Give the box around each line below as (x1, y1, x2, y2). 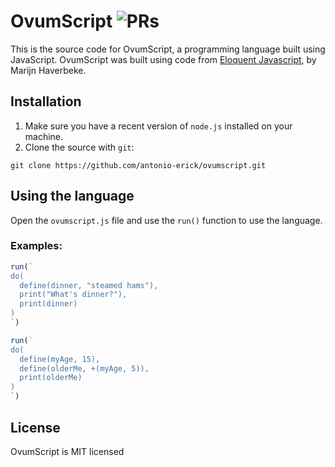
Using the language (10, 188, 135, 205)
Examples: (10, 239, 63, 253)
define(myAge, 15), (19, 354, 101, 364)
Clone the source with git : (24, 141, 135, 153)
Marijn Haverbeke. (10, 64, 87, 76)
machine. (24, 130, 64, 142)
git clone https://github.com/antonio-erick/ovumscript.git (10, 160, 267, 170)
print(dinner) (19, 299, 78, 309)
